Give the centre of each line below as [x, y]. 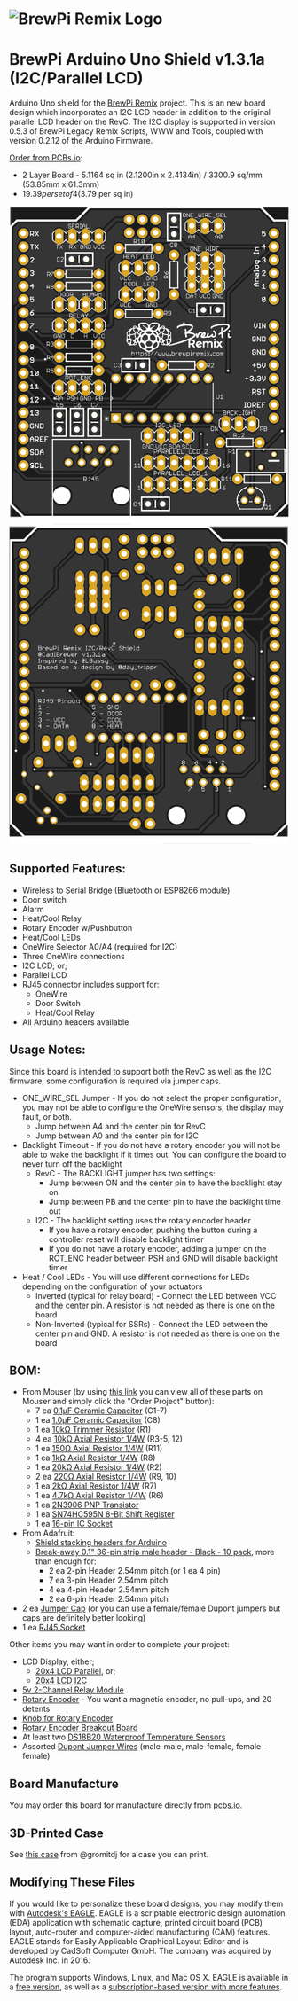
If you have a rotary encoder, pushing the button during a [153, 1230]
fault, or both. [47, 1116]
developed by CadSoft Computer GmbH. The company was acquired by [141, 1950]
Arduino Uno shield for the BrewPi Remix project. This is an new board [137, 103]
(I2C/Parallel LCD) [76, 78]
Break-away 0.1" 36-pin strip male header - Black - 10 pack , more [155, 1552]
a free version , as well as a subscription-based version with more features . [145, 1987]
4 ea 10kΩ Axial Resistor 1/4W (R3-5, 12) [109, 1439]
